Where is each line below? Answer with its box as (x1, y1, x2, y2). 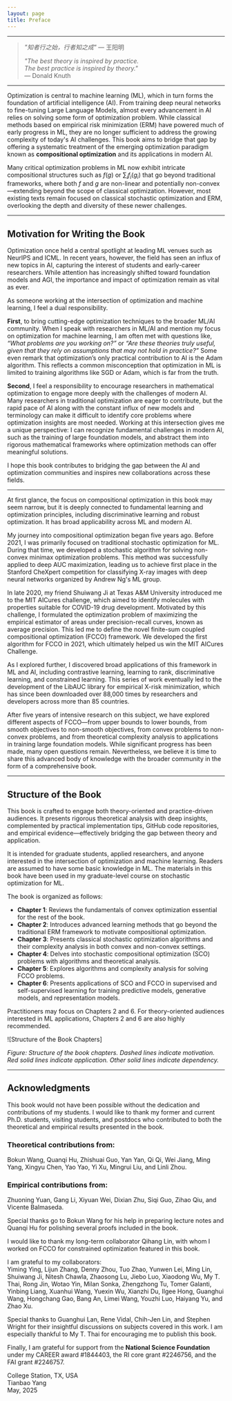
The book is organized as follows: (7, 892, 104, 900)
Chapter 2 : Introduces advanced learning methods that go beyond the (17, 920, 217, 929)
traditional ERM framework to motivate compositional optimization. (17, 927, 207, 936)
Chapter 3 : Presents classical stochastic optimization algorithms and (17, 935, 213, 943)
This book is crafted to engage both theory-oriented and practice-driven (7, 806, 213, 815)
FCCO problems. (17, 972, 65, 980)
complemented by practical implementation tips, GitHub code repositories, (7, 821, 219, 829)
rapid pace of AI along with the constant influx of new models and (7, 404, 195, 412)
